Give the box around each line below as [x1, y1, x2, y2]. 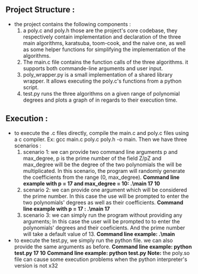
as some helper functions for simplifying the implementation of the [23, 46, 186, 53]
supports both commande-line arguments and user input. [23, 65, 164, 72]
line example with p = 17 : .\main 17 [23, 205, 110, 212]
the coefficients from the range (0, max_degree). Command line [23, 174, 180, 181]
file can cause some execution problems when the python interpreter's [14, 256, 187, 263]
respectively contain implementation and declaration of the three [23, 33, 181, 40]
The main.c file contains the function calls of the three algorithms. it [23, 58, 189, 65]
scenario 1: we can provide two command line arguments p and [23, 148, 178, 155]
